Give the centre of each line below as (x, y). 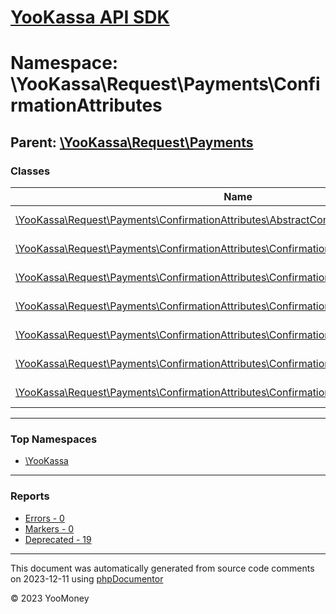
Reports (30, 496)
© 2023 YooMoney (50, 598)
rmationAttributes (86, 105)
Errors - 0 (44, 518)
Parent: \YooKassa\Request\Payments (132, 142)
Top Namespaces (54, 439)
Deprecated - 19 (58, 539)
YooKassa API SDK (90, 17)
